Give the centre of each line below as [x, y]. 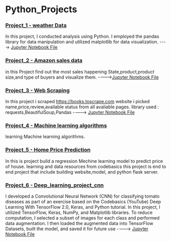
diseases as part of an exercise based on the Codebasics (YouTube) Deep [83, 201]
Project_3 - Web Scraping [38, 90]
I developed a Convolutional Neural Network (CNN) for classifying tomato [82, 196]
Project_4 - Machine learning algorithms [56, 125]
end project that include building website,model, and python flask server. [82, 172]
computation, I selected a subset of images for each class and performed [82, 217]
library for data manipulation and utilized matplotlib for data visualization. [82, 42]
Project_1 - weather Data [36, 26]
